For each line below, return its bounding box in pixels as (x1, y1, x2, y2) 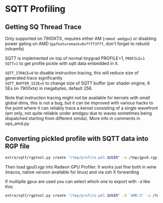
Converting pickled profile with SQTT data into (5, 135, 149, 143)
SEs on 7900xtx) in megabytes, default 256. (5, 85, 93, 91)
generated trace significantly (5, 75, 63, 81)
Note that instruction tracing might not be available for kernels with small (5, 95, 150, 101)
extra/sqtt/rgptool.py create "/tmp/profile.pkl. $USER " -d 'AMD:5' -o (5, 193, 151, 198)
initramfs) (5, 46, 24, 51)
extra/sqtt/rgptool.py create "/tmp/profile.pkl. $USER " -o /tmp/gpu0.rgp (5, 155, 158, 160)
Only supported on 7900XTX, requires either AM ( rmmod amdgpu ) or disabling (5, 35, 157, 41)
